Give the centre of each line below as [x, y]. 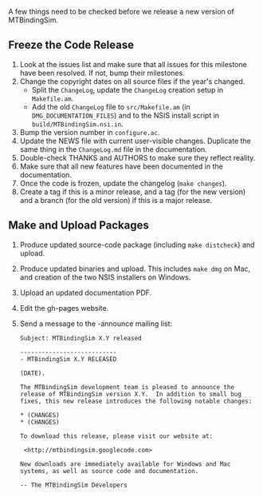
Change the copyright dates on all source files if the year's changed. [132, 81]
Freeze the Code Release [71, 45]
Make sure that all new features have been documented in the [121, 166]
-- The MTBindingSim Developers [73, 485]
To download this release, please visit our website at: [116, 436]
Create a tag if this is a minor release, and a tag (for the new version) [133, 192]
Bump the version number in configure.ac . [90, 132]
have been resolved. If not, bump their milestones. [102, 73]
